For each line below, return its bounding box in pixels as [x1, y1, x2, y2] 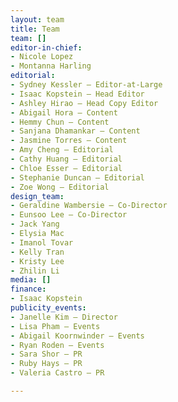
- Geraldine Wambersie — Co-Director [10, 201, 168, 211]
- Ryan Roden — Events [10, 340, 105, 350]
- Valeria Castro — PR [10, 368, 105, 378]
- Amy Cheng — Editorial [10, 145, 114, 155]
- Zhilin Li [10, 266, 60, 276]
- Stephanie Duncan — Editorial [10, 172, 145, 183]
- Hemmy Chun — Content [10, 117, 110, 127]
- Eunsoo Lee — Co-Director [10, 210, 128, 220]
